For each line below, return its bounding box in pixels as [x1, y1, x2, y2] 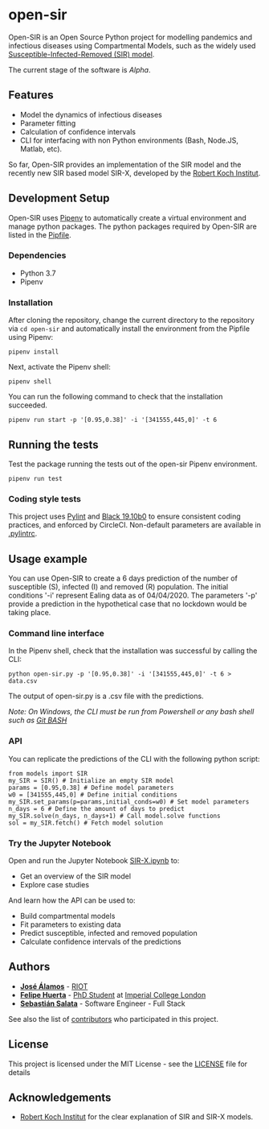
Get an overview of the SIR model [19, 871, 131, 881]
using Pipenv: [8, 333, 54, 342]
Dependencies [8, 250, 67, 261]
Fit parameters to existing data [19, 920, 122, 929]
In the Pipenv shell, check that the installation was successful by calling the [8, 646, 258, 655]
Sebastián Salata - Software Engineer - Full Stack [19, 999, 186, 1008]
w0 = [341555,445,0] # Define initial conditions [8, 791, 178, 799]
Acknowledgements [8, 1090, 112, 1104]
